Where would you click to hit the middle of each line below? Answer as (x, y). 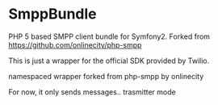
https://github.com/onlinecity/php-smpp (75, 44)
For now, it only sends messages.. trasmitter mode (92, 92)
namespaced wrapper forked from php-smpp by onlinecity (106, 76)
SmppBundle (52, 14)
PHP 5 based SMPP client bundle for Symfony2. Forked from (109, 36)
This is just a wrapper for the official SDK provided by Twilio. (109, 61)
